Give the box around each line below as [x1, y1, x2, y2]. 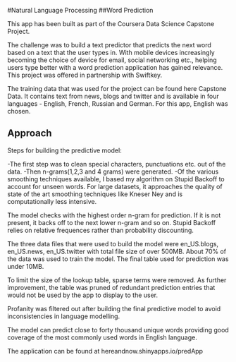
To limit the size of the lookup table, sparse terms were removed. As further [7, 275, 227, 284]
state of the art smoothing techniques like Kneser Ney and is [7, 190, 183, 198]
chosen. [7, 107, 31, 115]
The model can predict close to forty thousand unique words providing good [7, 325, 229, 334]
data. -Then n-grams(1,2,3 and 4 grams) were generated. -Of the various [7, 167, 219, 176]
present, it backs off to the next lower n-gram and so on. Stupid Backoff [7, 218, 216, 227]
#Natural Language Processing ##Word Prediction [7, 6, 154, 14]
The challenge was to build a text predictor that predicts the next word [7, 41, 211, 49]
